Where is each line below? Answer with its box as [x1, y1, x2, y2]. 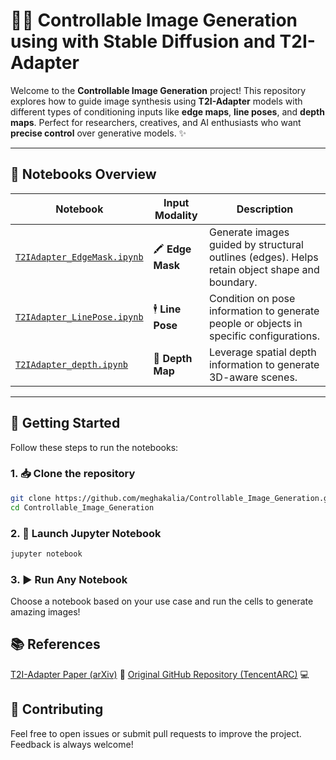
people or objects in [208, 316, 303, 330]
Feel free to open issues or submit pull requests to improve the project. [10, 727, 302, 739]
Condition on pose [208, 291, 296, 305]
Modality [154, 208, 198, 222]
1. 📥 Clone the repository [10, 467, 136, 481]
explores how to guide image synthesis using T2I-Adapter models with [10, 95, 303, 107]
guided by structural [208, 237, 304, 251]
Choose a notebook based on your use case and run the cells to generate [10, 595, 314, 608]
